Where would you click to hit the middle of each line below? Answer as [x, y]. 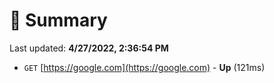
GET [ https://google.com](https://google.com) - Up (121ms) [144, 67]
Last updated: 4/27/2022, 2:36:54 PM [89, 48]
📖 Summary [58, 20]
